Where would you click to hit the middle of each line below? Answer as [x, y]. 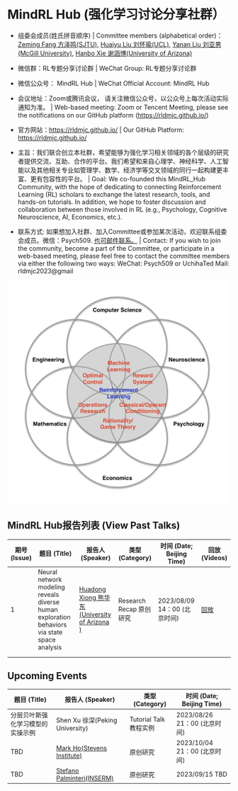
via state [50, 632]
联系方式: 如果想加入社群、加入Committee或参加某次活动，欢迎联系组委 [122, 232]
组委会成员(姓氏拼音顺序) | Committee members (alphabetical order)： [120, 35]
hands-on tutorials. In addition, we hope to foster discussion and [112, 202]
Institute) [69, 756]
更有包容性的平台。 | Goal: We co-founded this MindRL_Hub [118, 178]
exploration [54, 617]
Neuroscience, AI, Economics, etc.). [70, 217]
